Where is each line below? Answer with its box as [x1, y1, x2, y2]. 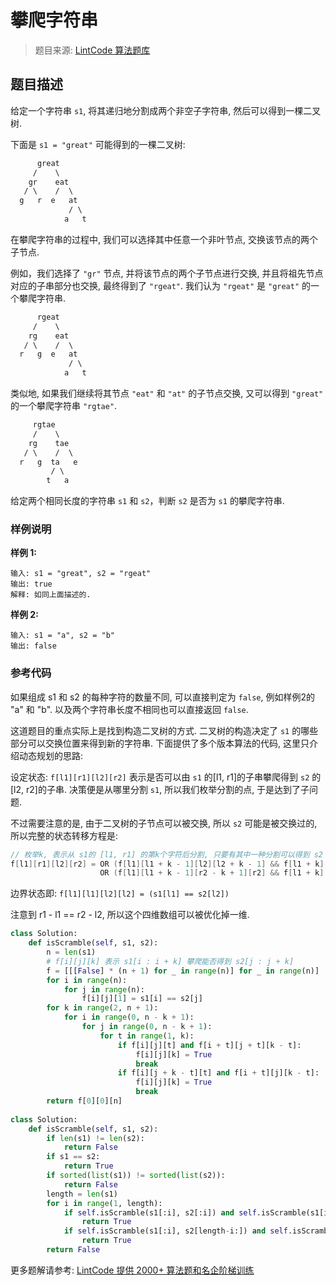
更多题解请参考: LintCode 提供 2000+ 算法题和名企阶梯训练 [10, 1264, 255, 1276]
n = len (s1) [46, 947, 97, 958]
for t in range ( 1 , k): [99, 1031, 195, 1041]
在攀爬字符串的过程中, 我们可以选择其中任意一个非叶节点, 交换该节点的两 [10, 233, 310, 245]
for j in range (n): [63, 984, 145, 995]
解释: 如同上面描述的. [10, 590, 92, 600]
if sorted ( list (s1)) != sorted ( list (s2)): [46, 1171, 226, 1181]
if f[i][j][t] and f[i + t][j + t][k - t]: [117, 1040, 302, 1050]
